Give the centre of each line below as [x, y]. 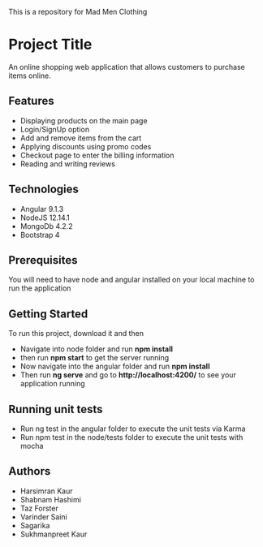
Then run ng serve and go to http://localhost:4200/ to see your [128, 375]
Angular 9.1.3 [42, 209]
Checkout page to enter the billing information [97, 155]
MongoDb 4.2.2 [46, 226]
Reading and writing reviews [68, 164]
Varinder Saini [43, 517]
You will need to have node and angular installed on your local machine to [131, 280]
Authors [30, 471]
